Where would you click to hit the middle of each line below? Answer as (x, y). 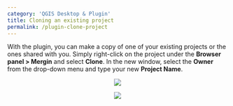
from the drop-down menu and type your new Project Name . (95, 69)
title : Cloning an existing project (61, 20)
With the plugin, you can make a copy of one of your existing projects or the (116, 47)
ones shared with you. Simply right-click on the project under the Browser (114, 54)
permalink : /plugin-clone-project (58, 27)
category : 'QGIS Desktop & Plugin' (59, 14)
